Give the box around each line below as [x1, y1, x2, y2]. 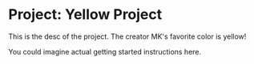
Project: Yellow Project [8, 6, 163, 24]
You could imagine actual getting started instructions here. [8, 47, 202, 56]
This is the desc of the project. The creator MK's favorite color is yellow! [8, 32, 247, 41]
